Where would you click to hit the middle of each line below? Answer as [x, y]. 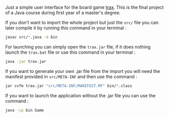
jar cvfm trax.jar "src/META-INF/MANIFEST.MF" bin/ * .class [69, 86]
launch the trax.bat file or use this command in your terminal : [70, 52]
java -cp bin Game [25, 110]
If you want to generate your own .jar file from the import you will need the [83, 71]
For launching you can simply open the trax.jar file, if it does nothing [78, 47]
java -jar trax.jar [26, 61]
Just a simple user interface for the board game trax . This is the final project [85, 7]
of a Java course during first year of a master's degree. [63, 13]
